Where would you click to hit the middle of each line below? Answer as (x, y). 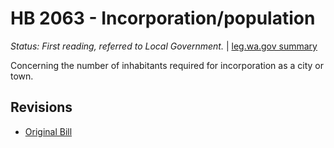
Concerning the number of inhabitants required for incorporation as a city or (167, 65)
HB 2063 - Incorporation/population (163, 18)
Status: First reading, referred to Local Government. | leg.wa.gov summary (164, 46)
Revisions (41, 107)
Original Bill (48, 131)
